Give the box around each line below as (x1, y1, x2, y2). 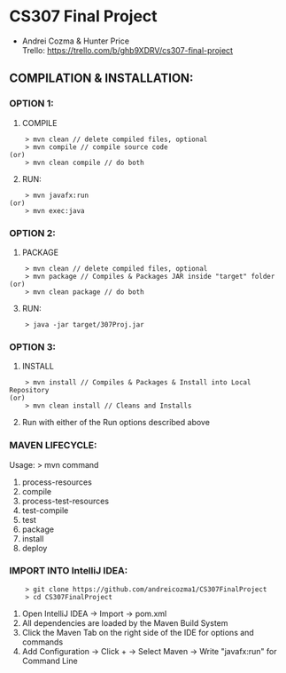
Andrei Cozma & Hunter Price (21, 36, 130, 46)
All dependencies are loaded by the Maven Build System (21, 617, 228, 628)
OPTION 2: (9, 226, 56, 239)
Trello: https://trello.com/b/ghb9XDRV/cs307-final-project (21, 44, 233, 55)
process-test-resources (21, 495, 109, 506)
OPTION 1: (9, 98, 55, 110)
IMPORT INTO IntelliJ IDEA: (9, 565, 128, 577)
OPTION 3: (9, 340, 56, 352)
